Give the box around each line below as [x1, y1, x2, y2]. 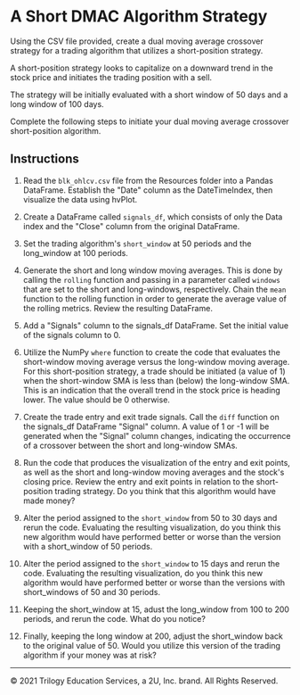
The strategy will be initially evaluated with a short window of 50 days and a [10, 89, 288, 100]
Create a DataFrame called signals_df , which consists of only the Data [22, 211, 283, 222]
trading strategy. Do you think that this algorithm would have [54, 485, 277, 496]
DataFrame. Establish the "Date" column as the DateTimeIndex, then [22, 185, 273, 195]
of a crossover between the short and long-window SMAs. [22, 440, 239, 451]
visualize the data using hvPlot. [22, 194, 138, 204]
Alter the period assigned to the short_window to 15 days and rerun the [22, 558, 280, 568]
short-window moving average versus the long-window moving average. [22, 356, 290, 367]
